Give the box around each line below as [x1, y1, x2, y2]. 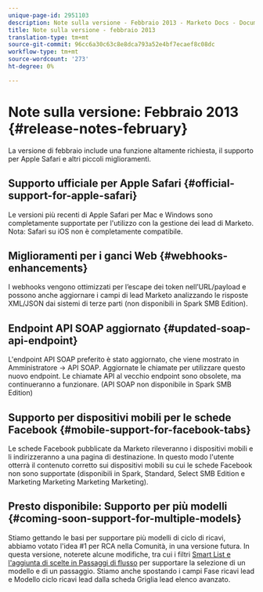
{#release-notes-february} [8, 119, 188, 137]
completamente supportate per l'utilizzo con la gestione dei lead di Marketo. [8, 218, 254, 227]
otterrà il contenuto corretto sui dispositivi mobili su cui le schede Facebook [8, 460, 253, 470]
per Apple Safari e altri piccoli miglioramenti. [8, 154, 151, 163]
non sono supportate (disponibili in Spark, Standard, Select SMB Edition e [8, 468, 245, 478]
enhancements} [8, 261, 88, 274]
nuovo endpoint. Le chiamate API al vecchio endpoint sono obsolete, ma [8, 372, 241, 381]
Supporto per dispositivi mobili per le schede [8, 411, 232, 424]
